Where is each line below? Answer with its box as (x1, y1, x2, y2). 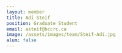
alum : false (6, 37, 37, 43)
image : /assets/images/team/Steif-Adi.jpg (6, 32, 116, 38)
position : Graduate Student (6, 20, 78, 26)
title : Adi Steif (6, 15, 51, 21)
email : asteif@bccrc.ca (6, 26, 67, 32)
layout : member (6, 9, 45, 15)
